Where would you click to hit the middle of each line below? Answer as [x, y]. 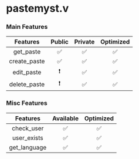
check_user [28, 128]
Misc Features [27, 103]
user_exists [28, 138]
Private [84, 42]
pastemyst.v [38, 9]
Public [60, 42]
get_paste [27, 52]
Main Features [27, 27]
